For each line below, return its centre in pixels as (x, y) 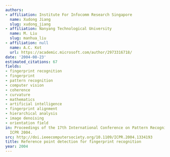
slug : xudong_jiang (30, 24)
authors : (14, 10)
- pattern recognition (29, 81)
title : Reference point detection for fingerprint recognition (73, 142)
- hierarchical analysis (31, 114)
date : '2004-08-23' (26, 57)
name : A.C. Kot (26, 48)
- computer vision (25, 85)
